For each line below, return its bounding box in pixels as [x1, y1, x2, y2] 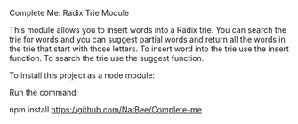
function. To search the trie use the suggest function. [9, 53, 205, 63]
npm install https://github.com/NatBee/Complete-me [9, 105, 203, 114]
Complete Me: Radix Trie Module [9, 8, 130, 18]
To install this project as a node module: [9, 70, 156, 81]
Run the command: [9, 88, 79, 97]
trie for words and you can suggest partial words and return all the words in [9, 35, 286, 44]
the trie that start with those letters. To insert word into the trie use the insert [9, 43, 289, 54]
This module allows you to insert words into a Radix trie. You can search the [9, 25, 287, 35]
